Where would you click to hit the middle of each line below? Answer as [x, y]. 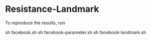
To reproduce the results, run [35, 23]
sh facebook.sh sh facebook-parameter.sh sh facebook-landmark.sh [76, 32]
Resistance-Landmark [52, 9]
